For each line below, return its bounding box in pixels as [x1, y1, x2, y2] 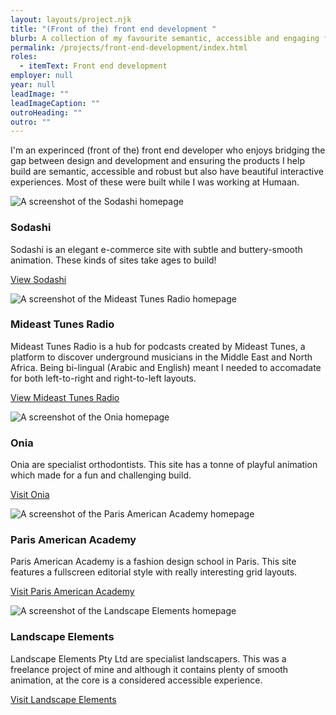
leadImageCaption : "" [10, 98, 101, 108]
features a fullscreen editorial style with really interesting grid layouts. [10, 566, 298, 578]
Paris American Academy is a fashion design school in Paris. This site [10, 556, 297, 568]
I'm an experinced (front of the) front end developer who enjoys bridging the [10, 144, 326, 156]
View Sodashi [10, 273, 67, 285]
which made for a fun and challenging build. [10, 469, 192, 481]
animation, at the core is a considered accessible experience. [10, 674, 263, 686]
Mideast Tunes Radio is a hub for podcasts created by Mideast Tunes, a [10, 340, 306, 352]
